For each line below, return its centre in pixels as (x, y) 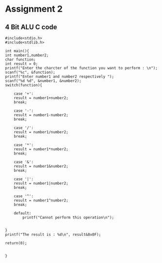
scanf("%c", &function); (30, 72)
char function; (20, 60)
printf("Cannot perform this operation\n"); (68, 218)
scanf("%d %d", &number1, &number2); (43, 81)
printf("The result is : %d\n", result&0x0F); (53, 235)
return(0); (16, 243)
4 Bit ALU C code (31, 27)
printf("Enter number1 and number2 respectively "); (60, 77)
